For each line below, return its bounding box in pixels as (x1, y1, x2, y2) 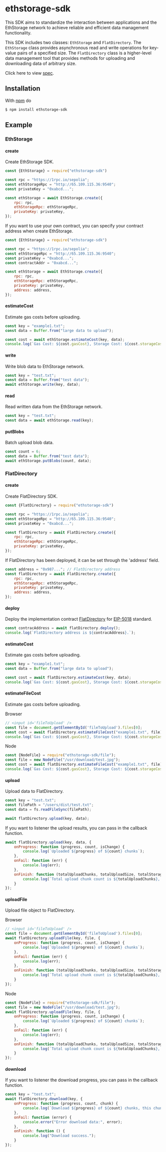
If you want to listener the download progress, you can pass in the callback (5, 1077, 158, 1083)
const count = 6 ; (5, 449, 41, 454)
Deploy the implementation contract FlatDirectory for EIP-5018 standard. (5, 616, 152, 622)
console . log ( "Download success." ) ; (23, 1133, 96, 1138)
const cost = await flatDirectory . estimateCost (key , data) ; (5, 675, 132, 680)
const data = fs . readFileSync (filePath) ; (5, 807, 92, 812)
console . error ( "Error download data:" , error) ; (23, 1119, 123, 1124)
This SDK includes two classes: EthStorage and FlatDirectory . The (5, 39, 142, 45)
